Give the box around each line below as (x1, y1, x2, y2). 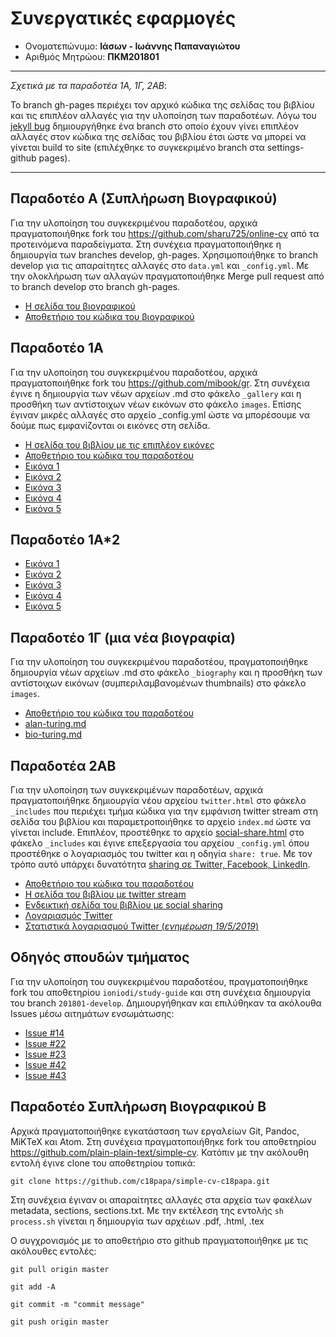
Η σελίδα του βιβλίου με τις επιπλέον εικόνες (24, 438, 215, 451)
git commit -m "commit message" (10, 1299, 145, 1309)
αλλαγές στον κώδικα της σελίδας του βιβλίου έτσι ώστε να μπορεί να (10, 130, 307, 142)
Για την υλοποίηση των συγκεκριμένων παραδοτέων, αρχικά (10, 784, 263, 796)
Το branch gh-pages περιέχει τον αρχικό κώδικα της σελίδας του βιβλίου (10, 98, 315, 111)
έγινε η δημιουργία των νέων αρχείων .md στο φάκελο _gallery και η (10, 387, 302, 399)
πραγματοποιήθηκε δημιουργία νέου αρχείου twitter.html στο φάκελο (10, 795, 307, 806)
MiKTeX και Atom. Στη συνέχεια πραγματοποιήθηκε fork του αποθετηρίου (10, 1135, 317, 1147)
